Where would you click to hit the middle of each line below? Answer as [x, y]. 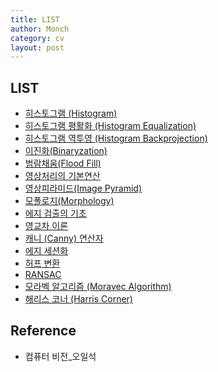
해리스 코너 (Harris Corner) [78, 299]
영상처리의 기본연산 [62, 176]
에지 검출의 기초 [55, 213]
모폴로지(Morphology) [69, 201]
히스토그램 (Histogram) [71, 113]
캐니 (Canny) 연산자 [64, 238]
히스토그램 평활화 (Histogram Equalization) [110, 126]
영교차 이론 [46, 226]
